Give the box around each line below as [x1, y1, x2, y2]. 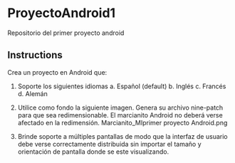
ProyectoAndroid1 [7, 5, 116, 21]
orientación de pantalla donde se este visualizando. [17, 147, 169, 156]
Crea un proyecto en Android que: [7, 68, 108, 76]
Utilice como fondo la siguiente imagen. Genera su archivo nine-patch [17, 103, 224, 112]
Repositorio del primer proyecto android [7, 28, 125, 37]
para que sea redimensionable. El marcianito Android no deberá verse [17, 110, 223, 119]
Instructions [7, 49, 63, 61]
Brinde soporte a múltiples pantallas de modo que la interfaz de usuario [17, 132, 228, 140]
